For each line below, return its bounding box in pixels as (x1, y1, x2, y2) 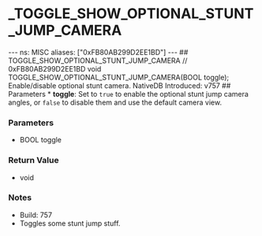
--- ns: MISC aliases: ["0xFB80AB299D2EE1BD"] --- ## (8, 47, 189, 57)
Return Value (8, 155, 59, 166)
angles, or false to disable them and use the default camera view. (8, 98, 223, 107)
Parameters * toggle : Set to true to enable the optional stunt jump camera (8, 89, 249, 98)
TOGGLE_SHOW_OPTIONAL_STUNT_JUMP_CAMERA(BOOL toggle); (8, 72, 230, 82)
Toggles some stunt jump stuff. (19, 218, 121, 228)
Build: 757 (19, 210, 53, 219)
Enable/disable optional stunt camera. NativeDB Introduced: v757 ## (8, 80, 231, 90)
